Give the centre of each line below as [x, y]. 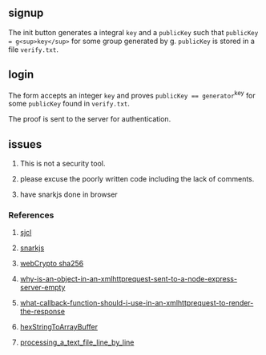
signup [26, 13]
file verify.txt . [33, 49]
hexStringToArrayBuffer [59, 327]
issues [25, 144]
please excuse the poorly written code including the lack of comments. [137, 179]
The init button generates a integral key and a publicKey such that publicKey [133, 32]
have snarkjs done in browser [69, 194]
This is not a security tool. [62, 164]
